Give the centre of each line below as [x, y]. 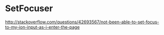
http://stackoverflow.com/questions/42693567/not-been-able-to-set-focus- [82, 22]
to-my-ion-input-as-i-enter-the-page [42, 27]
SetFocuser [29, 9]
